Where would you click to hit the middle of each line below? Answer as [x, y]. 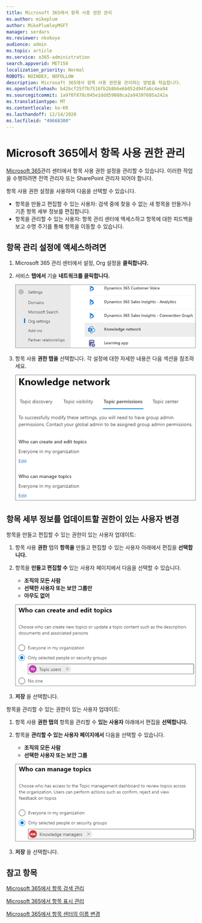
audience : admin [26, 45]
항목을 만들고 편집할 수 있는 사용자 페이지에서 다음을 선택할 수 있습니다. [98, 567]
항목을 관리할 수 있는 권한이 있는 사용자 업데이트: [63, 709]
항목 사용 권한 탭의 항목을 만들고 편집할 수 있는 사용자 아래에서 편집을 [96, 547]
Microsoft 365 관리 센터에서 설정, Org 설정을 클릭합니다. [82, 263]
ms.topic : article [29, 51]
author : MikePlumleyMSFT [37, 25]
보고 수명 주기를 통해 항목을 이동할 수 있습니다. [69, 226]
